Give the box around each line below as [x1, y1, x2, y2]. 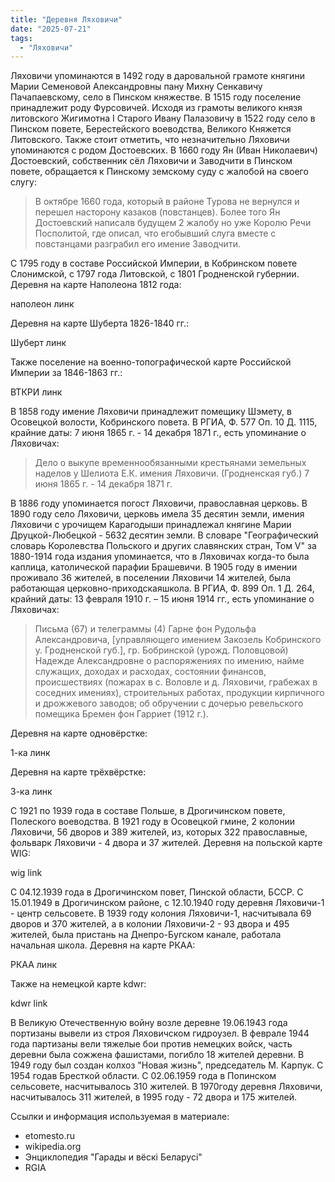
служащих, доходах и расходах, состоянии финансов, [34, 666, 267, 678]
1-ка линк [10, 747, 51, 759]
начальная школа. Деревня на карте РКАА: [10, 939, 196, 951]
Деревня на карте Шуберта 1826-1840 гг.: [10, 317, 190, 330]
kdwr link [10, 997, 48, 1010]
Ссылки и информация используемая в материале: [10, 1111, 230, 1123]
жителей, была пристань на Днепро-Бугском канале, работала [10, 929, 282, 941]
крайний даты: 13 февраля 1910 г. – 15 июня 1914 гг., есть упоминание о [10, 593, 315, 605]
